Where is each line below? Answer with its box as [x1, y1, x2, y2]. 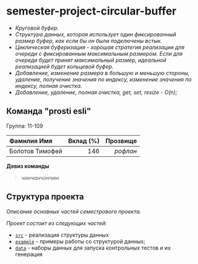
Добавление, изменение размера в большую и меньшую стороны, [15, 69, 190, 76]
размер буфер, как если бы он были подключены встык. [15, 37, 162, 44]
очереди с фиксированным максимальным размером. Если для [15, 50, 183, 57]
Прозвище [105, 136, 137, 145]
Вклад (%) [68, 136, 100, 145]
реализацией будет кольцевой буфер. [15, 62, 114, 70]
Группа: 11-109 [6, 122, 44, 130]
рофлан [114, 147, 137, 155]
